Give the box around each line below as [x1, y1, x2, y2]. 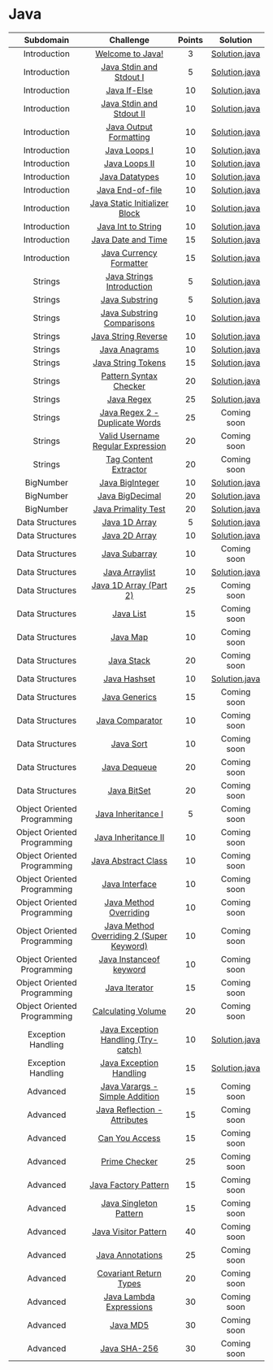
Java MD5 [109, 1319, 149, 1330]
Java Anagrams [99, 343, 160, 354]
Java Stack [108, 655, 151, 666]
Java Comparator [96, 715, 162, 726]
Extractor [111, 463, 148, 475]
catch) [116, 1044, 142, 1055]
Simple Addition [98, 1090, 160, 1102]
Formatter [110, 257, 149, 268]
